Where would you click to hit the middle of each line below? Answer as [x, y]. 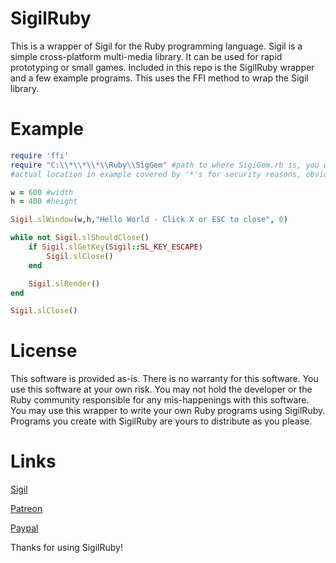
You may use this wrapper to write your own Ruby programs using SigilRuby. [168, 411]
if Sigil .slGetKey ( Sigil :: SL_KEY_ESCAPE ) [115, 247]
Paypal [24, 528]
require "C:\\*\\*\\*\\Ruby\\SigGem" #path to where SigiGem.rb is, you [165, 165]
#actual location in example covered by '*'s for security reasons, [156, 174]
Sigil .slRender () [64, 283]
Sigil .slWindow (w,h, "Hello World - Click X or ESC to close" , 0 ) [149, 220]
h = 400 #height [44, 202]
